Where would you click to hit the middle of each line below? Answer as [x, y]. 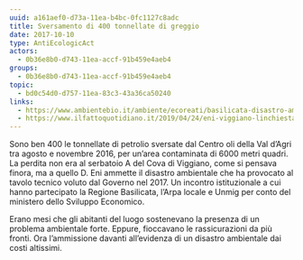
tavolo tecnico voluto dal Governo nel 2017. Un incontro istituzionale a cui [145, 182]
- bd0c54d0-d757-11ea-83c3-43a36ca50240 [94, 93]
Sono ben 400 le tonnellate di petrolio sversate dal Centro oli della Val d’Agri [151, 144]
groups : [24, 69]
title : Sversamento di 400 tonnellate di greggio [105, 26]
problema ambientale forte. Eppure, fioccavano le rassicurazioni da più [141, 229]
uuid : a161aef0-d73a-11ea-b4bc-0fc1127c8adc [94, 18]
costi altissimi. [36, 248]
